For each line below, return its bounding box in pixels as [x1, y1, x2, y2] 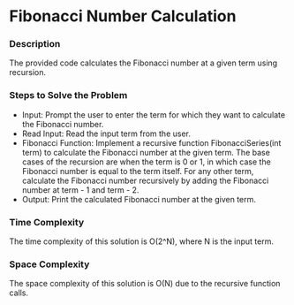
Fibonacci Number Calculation [9, 6, 237, 27]
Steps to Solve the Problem [9, 89, 128, 102]
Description [9, 38, 61, 50]
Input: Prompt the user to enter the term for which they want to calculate [21, 109, 285, 120]
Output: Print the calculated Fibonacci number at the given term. [21, 194, 256, 204]
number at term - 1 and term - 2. [21, 184, 139, 195]
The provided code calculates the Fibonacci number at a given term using [9, 57, 278, 68]
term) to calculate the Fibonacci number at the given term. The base [21, 147, 271, 157]
